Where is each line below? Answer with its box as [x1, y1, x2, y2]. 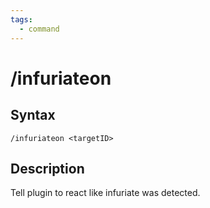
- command [19, 24, 60, 34]
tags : [10, 14, 33, 25]
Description [10, 160, 85, 177]
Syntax [10, 107, 56, 124]
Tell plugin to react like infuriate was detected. [10, 187, 201, 199]
